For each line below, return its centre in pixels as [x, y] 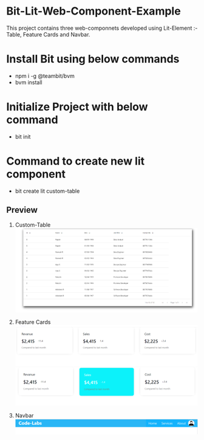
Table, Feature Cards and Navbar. [48, 34]
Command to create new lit [76, 161]
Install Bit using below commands [93, 59]
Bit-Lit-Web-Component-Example [93, 11]
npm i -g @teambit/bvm [45, 76]
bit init [23, 136]
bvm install [29, 82]
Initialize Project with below [77, 107]
